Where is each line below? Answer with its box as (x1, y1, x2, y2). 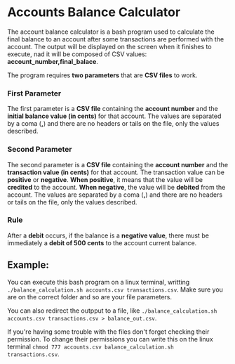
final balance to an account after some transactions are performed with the (7, 34, 224, 43)
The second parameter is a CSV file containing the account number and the (7, 160, 229, 169)
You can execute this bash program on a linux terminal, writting (7, 278, 190, 286)
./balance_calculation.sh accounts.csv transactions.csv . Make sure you (7, 285, 223, 294)
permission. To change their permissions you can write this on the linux (7, 334, 214, 343)
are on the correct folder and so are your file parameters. (7, 292, 172, 301)
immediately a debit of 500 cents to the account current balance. (7, 238, 197, 247)
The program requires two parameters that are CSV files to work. (7, 71, 198, 79)
